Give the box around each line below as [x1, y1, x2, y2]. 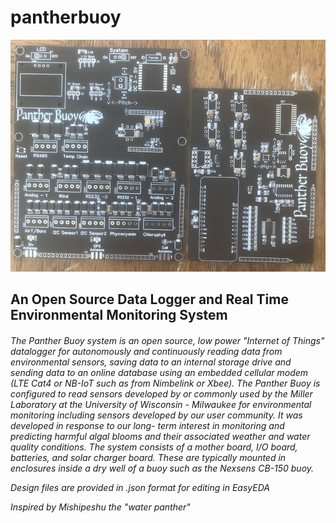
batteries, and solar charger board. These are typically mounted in [10, 451, 287, 463]
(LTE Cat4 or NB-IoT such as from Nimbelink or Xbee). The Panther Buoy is [10, 377, 321, 389]
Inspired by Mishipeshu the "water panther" [10, 501, 191, 513]
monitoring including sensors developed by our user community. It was [10, 409, 303, 421]
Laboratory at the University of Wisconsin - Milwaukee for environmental [10, 398, 312, 410]
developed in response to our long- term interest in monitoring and [10, 419, 285, 431]
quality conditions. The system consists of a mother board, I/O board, [10, 441, 298, 453]
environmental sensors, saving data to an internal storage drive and [10, 356, 292, 368]
